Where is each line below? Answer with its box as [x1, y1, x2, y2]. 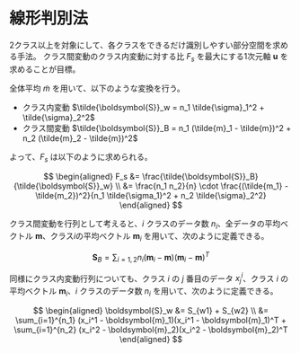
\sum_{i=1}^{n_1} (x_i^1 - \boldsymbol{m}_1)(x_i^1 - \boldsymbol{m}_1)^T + [14, 314, 287, 325]
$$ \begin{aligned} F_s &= [43, 171, 141, 181]
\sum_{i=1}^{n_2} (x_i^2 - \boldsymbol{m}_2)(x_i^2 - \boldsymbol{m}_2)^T [13, 324, 288, 335]
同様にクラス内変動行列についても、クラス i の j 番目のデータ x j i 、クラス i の [9, 271, 289, 286]
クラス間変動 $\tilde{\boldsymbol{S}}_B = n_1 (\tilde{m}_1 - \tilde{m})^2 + [22, 122, 292, 133]
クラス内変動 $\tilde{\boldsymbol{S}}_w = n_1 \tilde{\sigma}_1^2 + [22, 101, 265, 112]
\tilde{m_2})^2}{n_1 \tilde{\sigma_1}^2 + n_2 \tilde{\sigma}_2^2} [35, 190, 267, 200]
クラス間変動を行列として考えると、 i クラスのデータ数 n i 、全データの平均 [9, 217, 281, 231]
